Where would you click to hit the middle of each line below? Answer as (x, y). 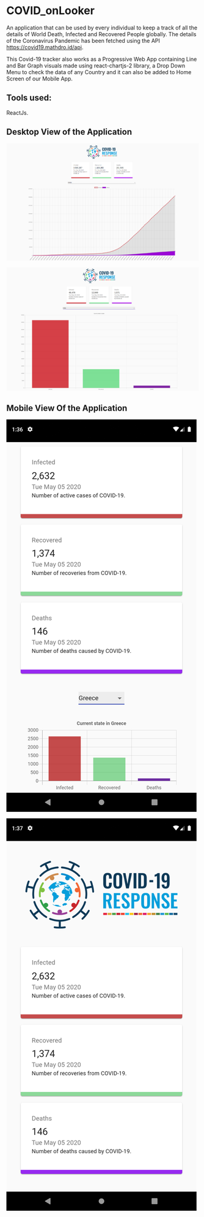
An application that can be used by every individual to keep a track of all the (102, 28)
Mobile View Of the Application (67, 408)
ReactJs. (17, 113)
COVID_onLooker (50, 11)
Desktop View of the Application (69, 132)
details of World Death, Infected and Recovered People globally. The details (101, 34)
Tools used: (29, 98)
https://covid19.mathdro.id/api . (45, 47)
